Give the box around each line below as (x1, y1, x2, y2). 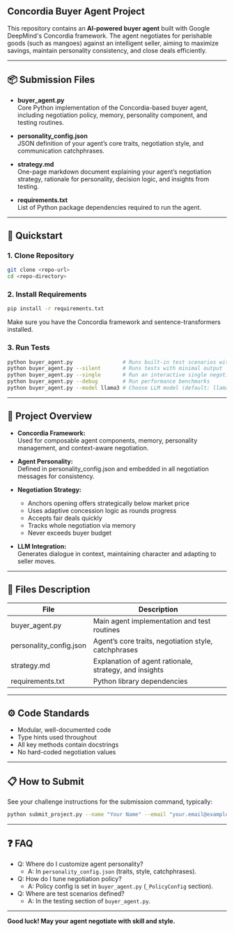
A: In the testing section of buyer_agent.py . (27, 896, 151, 905)
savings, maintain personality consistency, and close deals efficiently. (7, 46, 208, 54)
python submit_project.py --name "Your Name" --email (7, 811, 167, 818)
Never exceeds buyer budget (27, 528, 111, 537)
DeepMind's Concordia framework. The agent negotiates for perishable (7, 31, 212, 40)
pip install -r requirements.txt (7, 305, 104, 312)
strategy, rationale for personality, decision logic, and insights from (17, 174, 210, 183)
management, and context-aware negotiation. (17, 443, 149, 452)
